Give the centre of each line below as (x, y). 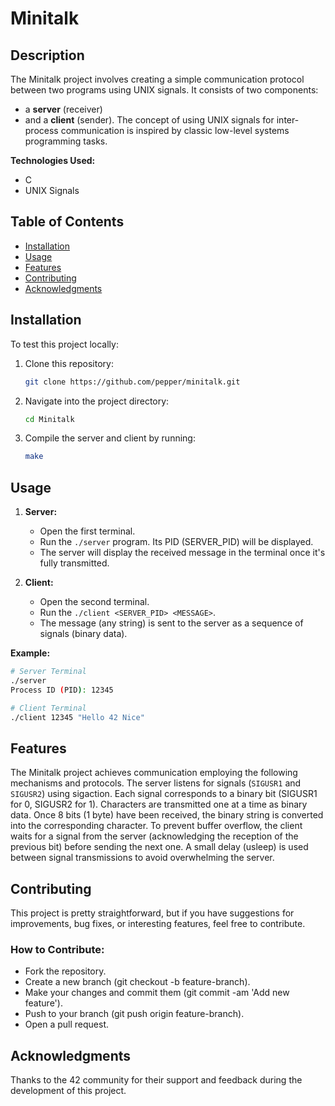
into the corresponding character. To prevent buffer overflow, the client (156, 826)
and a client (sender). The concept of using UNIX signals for (149, 120)
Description (47, 55)
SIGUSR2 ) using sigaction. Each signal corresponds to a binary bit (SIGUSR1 (164, 794)
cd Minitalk (49, 419)
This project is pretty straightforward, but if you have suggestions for (152, 913)
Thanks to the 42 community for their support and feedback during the (156, 1080)
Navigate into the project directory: (97, 401)
